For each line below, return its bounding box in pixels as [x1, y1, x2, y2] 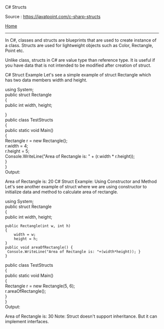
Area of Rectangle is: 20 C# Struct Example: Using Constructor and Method [5, 178, 157, 184]
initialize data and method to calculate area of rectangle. [5, 189, 118, 195]
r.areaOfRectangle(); [5, 288, 46, 294]
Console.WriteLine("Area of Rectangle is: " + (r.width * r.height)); [5, 153, 135, 159]
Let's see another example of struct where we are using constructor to [5, 184, 147, 189]
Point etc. [5, 48, 24, 53]
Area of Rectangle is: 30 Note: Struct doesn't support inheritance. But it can [5, 313, 158, 319]
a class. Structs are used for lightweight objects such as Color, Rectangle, [5, 43, 154, 48]
